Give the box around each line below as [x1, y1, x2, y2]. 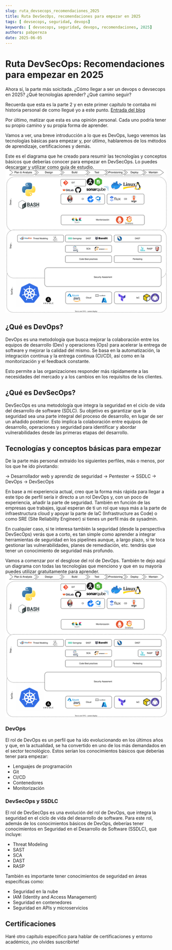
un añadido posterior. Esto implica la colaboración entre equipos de [5, 419, 147, 425]
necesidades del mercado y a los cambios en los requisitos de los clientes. [5, 373, 163, 379]
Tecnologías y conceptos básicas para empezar [5, 444, 161, 453]
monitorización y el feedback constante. [5, 358, 91, 364]
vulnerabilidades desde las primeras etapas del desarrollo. [5, 429, 129, 435]
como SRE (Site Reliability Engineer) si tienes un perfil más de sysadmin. [5, 516, 158, 522]
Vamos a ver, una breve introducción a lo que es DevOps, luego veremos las [5, 132, 166, 138]
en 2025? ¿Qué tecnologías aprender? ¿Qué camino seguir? [5, 91, 132, 98]
